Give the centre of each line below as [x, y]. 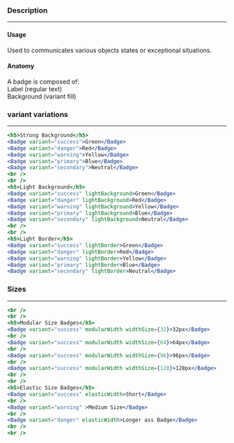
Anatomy [21, 66]
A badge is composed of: [44, 81]
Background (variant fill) [42, 96]
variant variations [38, 114]
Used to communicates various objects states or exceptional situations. [110, 50]
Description [28, 10]
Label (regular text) [35, 88]
